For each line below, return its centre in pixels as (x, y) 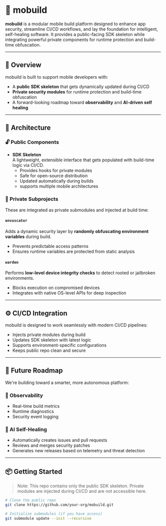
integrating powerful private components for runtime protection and (74, 40)
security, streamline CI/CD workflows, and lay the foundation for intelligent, (82, 29)
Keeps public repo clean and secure (49, 350)
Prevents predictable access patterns (50, 246)
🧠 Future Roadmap (34, 371)
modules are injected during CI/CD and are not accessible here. (82, 491)
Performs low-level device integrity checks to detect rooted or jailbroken (80, 273)
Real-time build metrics (36, 406)
